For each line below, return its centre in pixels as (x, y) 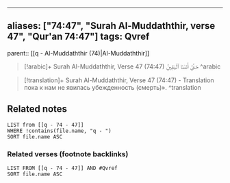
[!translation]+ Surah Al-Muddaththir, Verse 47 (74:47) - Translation (119, 80)
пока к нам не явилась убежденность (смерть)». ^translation (113, 87)
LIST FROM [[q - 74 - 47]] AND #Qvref (62, 168)
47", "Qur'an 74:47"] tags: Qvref (78, 37)
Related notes (37, 109)
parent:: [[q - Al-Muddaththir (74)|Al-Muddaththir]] (78, 53)
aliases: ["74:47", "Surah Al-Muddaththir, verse (111, 26)
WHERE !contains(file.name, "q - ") (59, 131)
